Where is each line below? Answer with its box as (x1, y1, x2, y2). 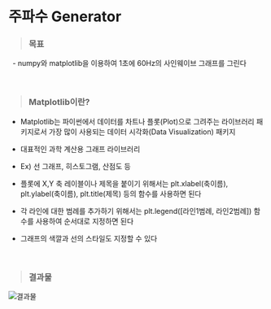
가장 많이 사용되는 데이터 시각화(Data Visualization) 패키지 (48, 127, 236, 137)
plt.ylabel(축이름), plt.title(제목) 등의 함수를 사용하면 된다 (20, 189, 202, 198)
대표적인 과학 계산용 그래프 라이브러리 (20, 144, 141, 154)
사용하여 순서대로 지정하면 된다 (35, 216, 134, 226)
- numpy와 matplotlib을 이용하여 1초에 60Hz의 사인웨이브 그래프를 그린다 (11, 59, 247, 68)
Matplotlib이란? (28, 97, 90, 108)
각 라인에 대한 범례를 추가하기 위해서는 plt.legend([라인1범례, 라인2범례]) (20, 206, 252, 215)
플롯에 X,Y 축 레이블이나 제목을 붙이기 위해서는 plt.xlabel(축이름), (20, 178, 229, 188)
